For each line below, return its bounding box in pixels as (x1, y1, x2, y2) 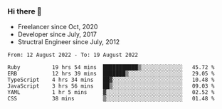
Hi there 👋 (7, 6, 43, 16)
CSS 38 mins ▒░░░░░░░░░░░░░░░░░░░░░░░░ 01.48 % (7, 95, 215, 103)
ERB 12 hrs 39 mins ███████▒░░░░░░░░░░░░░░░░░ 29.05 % (7, 71, 215, 78)
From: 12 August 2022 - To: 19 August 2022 (7, 51, 139, 59)
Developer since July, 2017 (17, 30, 97, 38)
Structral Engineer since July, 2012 (17, 38, 120, 46)
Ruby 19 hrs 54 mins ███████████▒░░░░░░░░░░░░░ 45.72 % (7, 64, 215, 71)
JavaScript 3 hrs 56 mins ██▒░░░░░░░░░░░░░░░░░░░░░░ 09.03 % (7, 83, 215, 90)
